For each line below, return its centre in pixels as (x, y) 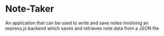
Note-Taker (30, 9)
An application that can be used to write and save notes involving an (77, 23)
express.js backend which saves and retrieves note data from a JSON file (82, 28)
